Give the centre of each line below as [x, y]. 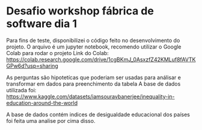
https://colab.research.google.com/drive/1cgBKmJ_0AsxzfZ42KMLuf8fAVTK [101, 59]
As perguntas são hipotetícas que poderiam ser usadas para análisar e [94, 77]
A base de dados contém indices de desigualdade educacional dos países [98, 114]
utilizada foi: [21, 90]
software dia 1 [41, 24]
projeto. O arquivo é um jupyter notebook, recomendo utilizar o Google [94, 47]
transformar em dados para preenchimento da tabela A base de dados [93, 84]
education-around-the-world [42, 102]
